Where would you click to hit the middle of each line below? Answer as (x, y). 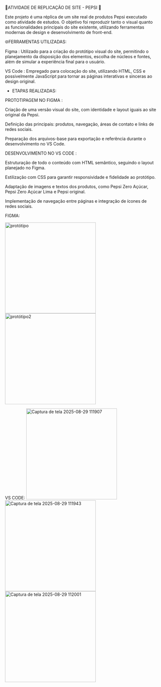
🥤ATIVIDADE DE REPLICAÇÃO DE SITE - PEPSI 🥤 (53, 8)
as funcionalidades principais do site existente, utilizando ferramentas (75, 27)
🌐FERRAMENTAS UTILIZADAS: (36, 42)
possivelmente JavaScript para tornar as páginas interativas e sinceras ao (79, 76)
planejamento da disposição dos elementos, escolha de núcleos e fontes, (78, 56)
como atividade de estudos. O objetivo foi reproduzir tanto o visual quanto (79, 22)
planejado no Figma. (25, 168)
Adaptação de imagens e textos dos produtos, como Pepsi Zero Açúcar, (77, 186)
